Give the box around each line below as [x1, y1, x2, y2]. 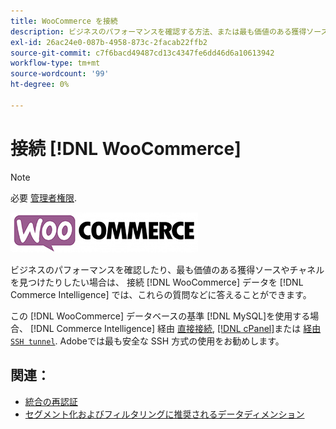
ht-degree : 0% [10, 80, 70, 90]
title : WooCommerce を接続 [10, 16, 118, 26]
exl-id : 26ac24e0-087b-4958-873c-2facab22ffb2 [10, 37, 208, 47]
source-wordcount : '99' [10, 69, 110, 79]
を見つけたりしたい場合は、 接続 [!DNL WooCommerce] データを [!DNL [10, 276, 304, 288]
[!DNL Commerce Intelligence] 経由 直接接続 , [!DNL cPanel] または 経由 [29, 322, 322, 334]
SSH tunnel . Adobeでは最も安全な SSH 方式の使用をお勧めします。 [10, 335, 285, 347]
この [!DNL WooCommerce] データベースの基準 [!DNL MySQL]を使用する [10, 310, 311, 322]
